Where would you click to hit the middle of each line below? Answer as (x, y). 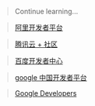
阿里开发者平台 (39, 27)
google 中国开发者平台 (51, 77)
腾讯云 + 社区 (36, 44)
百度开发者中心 (39, 61)
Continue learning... (46, 11)
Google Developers (46, 93)
